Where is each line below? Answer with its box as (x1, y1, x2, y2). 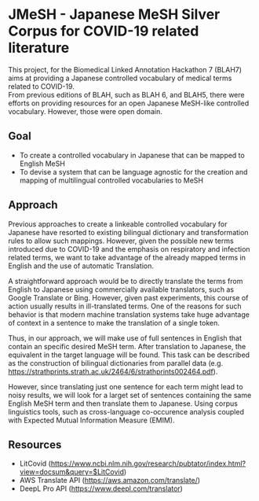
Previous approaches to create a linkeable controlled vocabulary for (8, 219, 228, 229)
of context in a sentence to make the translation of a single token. (8, 318, 220, 327)
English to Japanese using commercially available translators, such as (8, 285, 234, 294)
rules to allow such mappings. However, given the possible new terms (8, 236, 234, 245)
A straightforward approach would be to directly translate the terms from (8, 276, 243, 285)
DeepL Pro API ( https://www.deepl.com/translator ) (19, 484, 183, 493)
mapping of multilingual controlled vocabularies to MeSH (19, 175, 204, 185)
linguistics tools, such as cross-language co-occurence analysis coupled (8, 407, 245, 416)
